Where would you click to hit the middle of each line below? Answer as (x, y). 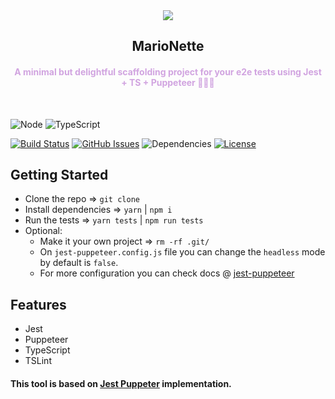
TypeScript (47, 350)
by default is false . (79, 263)
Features (38, 304)
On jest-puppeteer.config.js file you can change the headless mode (182, 252)
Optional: (43, 231)
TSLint (38, 361)
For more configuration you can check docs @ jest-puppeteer (167, 273)
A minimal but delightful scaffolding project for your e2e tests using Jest (168, 71)
